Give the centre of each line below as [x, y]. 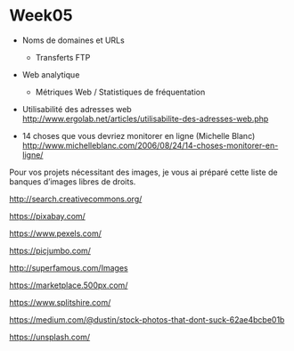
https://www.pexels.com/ [56, 233]
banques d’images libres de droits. [73, 181]
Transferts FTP [63, 57]
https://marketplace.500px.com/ [69, 285]
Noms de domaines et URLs [73, 40]
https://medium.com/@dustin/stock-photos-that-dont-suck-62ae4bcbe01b [147, 319]
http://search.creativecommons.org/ [76, 199]
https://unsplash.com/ [50, 337]
